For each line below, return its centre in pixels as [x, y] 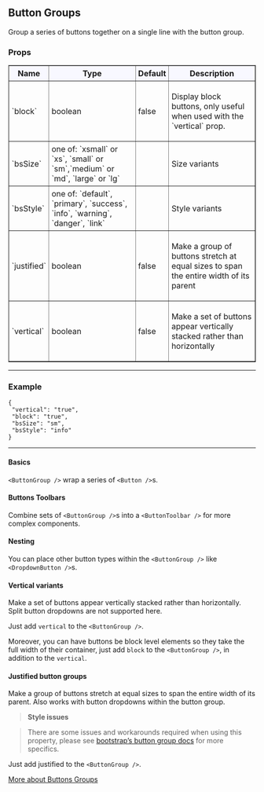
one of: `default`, [82, 194]
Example [25, 387]
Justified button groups [48, 676]
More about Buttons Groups [53, 779]
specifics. [43, 749]
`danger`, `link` [78, 223]
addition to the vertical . [48, 658]
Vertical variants [36, 585]
